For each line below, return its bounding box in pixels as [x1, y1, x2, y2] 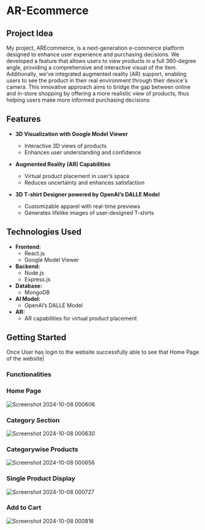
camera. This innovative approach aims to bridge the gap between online [6, 83, 191, 91]
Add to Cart [6, 503, 42, 512]
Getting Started [6, 332, 67, 343]
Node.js [24, 269, 45, 276]
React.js [24, 249, 45, 257]
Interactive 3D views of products [24, 142, 107, 149]
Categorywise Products [6, 445, 78, 453]
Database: [15, 282, 43, 289]
